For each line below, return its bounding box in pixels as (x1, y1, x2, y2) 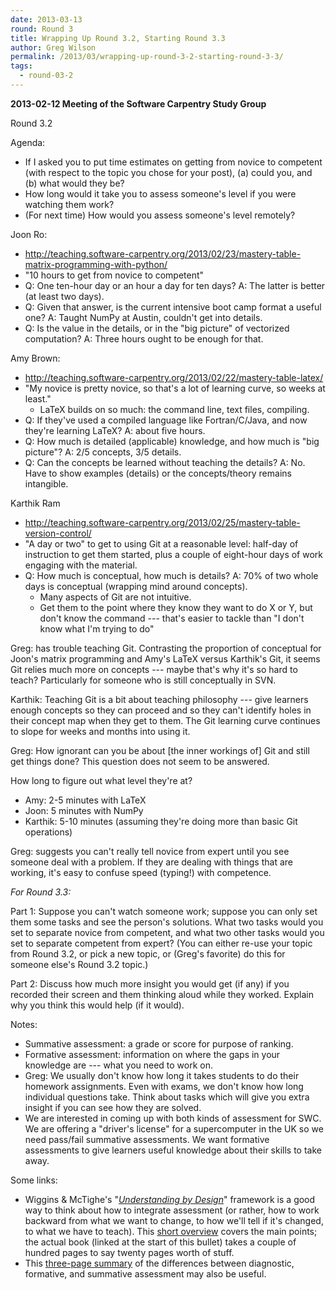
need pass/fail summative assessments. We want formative (24, 1133, 270, 1145)
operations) (24, 826, 73, 838)
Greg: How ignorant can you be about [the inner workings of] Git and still (10, 744, 310, 756)
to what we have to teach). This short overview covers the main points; (24, 1225, 318, 1237)
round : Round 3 (10, 24, 74, 34)
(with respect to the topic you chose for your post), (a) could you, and (24, 166, 313, 178)
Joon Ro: (10, 228, 48, 240)
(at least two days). (24, 290, 105, 302)
